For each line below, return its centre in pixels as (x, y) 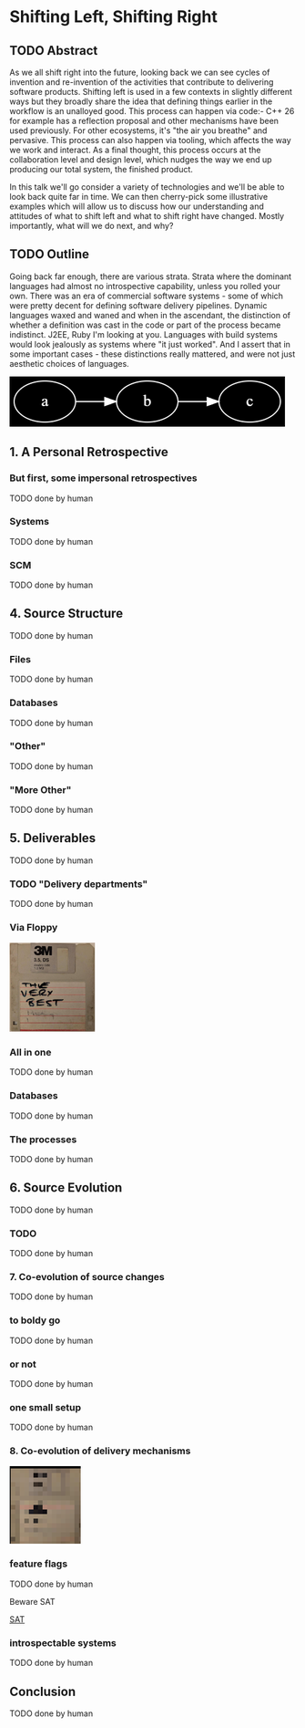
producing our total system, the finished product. (102, 169)
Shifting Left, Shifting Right (114, 17)
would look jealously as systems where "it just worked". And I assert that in (150, 344)
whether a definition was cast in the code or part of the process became (145, 325)
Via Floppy (34, 928)
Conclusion (43, 1691)
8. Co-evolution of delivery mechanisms (100, 1451)
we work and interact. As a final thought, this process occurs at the (135, 150)
